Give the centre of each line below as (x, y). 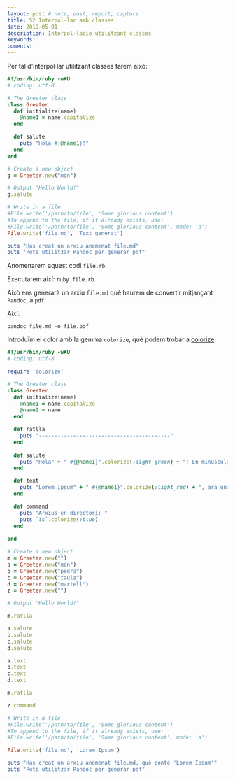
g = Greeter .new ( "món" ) (42, 176)
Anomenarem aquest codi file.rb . (57, 266)
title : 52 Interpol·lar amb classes (60, 20)
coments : (20, 46)
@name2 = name (40, 410)
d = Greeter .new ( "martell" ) (48, 584)
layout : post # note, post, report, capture (73, 14)
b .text (17, 667)
